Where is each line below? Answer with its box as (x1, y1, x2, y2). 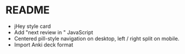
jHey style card (14, 23, 51, 30)
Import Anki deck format (14, 41, 74, 48)
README (5, 3, 50, 17)
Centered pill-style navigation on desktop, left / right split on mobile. (14, 35, 180, 42)
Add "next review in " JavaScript (14, 28, 94, 35)
